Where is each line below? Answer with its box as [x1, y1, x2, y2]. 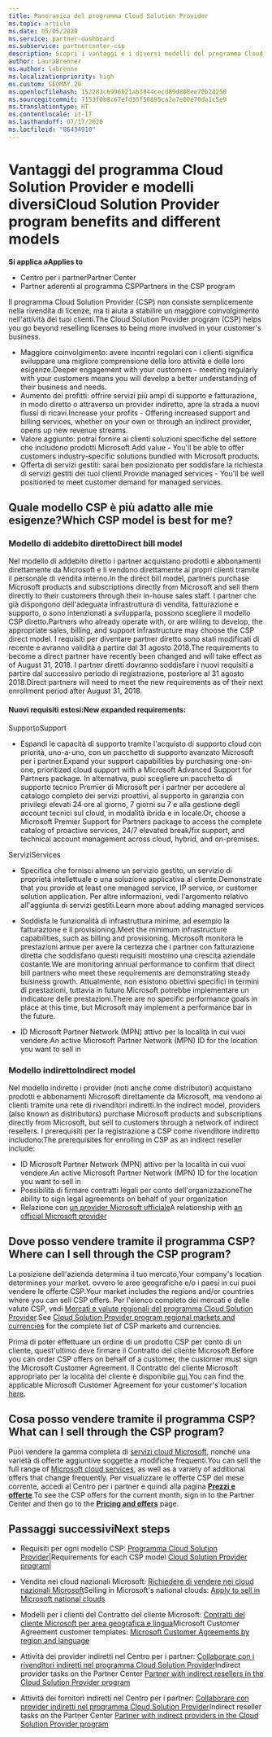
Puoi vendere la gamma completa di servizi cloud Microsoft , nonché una [8, 1446, 251, 1456]
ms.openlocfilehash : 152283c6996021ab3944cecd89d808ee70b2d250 [8, 87, 227, 96]
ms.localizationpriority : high [8, 72, 114, 81]
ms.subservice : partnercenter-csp [8, 42, 126, 50]
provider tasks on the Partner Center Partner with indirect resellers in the [19, 1669, 264, 1678]
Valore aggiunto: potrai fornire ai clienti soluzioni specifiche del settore [19, 433, 257, 444]
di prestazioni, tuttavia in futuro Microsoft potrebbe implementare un [19, 985, 249, 994]
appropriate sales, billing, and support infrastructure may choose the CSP [8, 625, 255, 635]
